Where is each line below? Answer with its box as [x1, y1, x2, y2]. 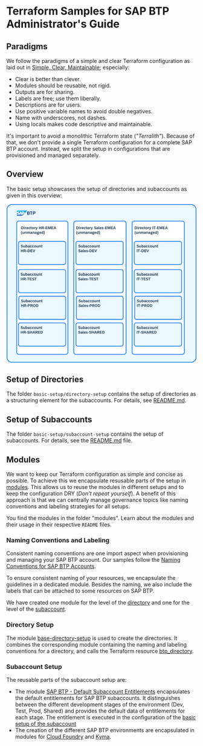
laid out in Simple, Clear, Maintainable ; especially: [6, 64, 130, 71]
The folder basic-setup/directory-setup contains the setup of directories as [6, 390, 196, 398]
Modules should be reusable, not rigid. [14, 82, 111, 89]
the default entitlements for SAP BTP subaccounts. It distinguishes [14, 694, 181, 701]
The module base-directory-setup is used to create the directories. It [6, 634, 178, 642]
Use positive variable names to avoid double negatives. [14, 108, 153, 115]
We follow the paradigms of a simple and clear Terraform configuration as [6, 58, 190, 64]
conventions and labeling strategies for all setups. [6, 503, 130, 510]
